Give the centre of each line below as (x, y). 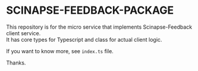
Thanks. (16, 63)
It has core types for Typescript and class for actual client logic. (84, 39)
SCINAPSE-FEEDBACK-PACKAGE (90, 10)
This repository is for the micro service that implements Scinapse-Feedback (99, 27)
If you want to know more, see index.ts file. (60, 51)
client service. (23, 33)
